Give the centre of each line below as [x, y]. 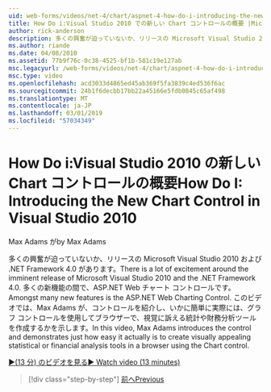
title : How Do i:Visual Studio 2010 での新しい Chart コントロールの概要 [126, 23]
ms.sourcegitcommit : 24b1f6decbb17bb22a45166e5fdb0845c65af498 [117, 91]
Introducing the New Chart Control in [134, 201]
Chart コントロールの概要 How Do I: [126, 183]
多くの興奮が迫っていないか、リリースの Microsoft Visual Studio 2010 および [135, 258]
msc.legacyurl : [34, 69]
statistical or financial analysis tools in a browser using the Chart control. [129, 345]
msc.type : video [35, 76]
